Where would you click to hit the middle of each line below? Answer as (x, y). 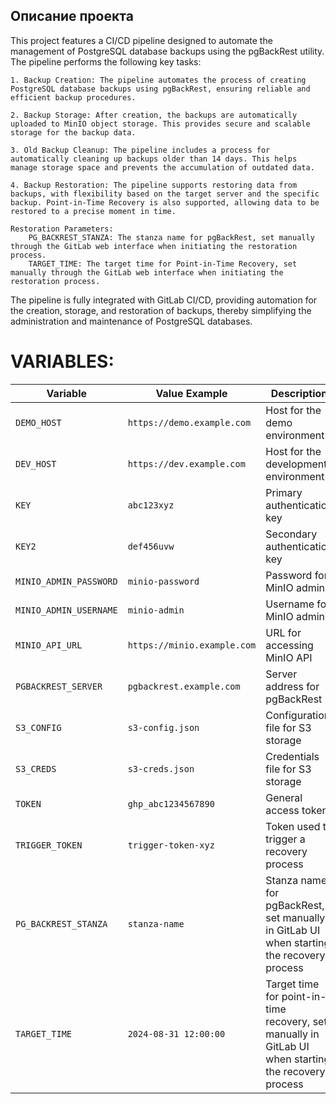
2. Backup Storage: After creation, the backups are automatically (154, 115)
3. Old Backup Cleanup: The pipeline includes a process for (140, 150)
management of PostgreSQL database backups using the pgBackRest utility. (167, 51)
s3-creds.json (161, 768)
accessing (289, 645)
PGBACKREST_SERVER (59, 686)
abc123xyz (151, 505)
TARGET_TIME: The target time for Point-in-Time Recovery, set (163, 264)
